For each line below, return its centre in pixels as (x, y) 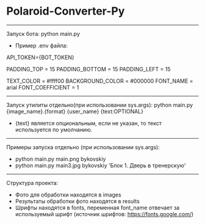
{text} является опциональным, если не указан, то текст (88, 123)
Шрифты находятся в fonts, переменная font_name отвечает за (97, 208)
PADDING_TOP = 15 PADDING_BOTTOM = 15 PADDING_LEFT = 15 (88, 69)
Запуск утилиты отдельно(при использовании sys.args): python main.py (100, 105)
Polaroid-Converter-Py (66, 11)
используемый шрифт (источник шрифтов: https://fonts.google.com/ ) (104, 214)
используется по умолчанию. (54, 130)
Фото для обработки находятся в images (68, 194)
